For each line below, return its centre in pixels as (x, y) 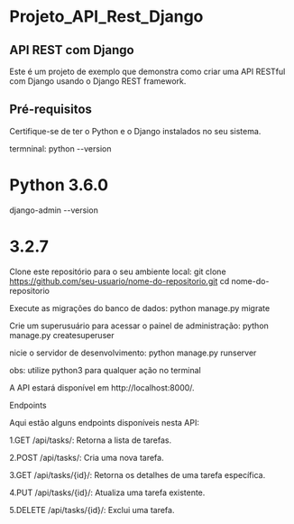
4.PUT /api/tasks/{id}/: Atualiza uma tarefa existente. (107, 492)
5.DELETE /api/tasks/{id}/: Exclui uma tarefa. (92, 510)
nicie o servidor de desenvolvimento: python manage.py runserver (133, 353)
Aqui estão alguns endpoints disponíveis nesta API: (105, 422)
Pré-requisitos (51, 110)
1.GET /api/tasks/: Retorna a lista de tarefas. (91, 440)
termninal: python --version (60, 148)
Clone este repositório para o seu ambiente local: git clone (118, 271)
